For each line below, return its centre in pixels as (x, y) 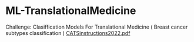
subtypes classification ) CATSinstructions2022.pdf (68, 33)
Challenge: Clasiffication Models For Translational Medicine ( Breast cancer (97, 27)
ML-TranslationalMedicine (71, 11)
